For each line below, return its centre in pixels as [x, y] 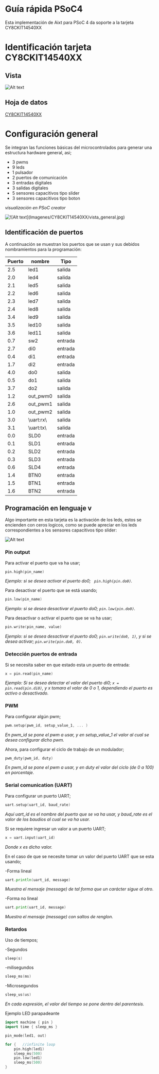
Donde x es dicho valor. [29, 847]
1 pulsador [22, 172]
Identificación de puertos [44, 232]
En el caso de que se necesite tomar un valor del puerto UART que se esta [79, 856]
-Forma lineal [18, 871]
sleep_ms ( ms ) [18, 977]
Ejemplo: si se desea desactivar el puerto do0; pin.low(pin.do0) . [70, 609]
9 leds [18, 167]
